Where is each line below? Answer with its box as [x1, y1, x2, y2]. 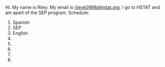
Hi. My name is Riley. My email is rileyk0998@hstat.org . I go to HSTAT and [5, 5, 160, 10]
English [12, 30, 28, 36]
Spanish [12, 20, 30, 25]
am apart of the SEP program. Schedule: [5, 10, 90, 16]
